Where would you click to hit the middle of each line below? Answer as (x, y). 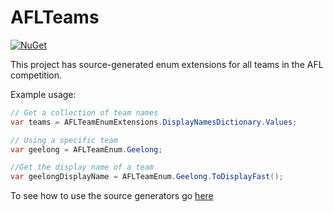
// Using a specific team (64, 140)
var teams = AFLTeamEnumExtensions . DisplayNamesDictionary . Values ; (154, 122)
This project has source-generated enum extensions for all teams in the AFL (167, 64)
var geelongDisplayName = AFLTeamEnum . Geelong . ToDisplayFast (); (147, 177)
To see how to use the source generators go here (112, 196)
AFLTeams (55, 17)
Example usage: (43, 94)
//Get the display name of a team (82, 167)
